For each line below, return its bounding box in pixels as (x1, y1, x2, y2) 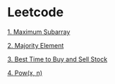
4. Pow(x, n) (7, 68, 43, 77)
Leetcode (7, 4, 64, 20)
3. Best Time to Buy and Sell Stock (7, 54, 108, 64)
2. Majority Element (7, 41, 64, 49)
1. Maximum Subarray (7, 28, 71, 36)
